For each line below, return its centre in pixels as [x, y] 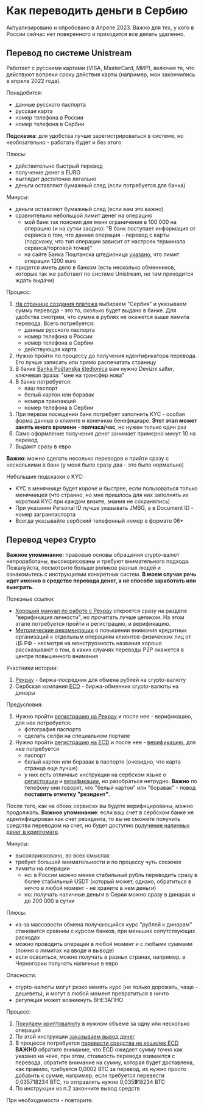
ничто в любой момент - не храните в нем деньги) [90, 887]
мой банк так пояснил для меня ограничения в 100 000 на [100, 222]
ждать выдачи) [35, 280]
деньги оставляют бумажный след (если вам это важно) [89, 209]
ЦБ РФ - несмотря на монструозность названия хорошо [89, 643]
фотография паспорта [53, 729]
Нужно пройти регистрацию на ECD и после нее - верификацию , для [105, 742]
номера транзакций [50, 401]
